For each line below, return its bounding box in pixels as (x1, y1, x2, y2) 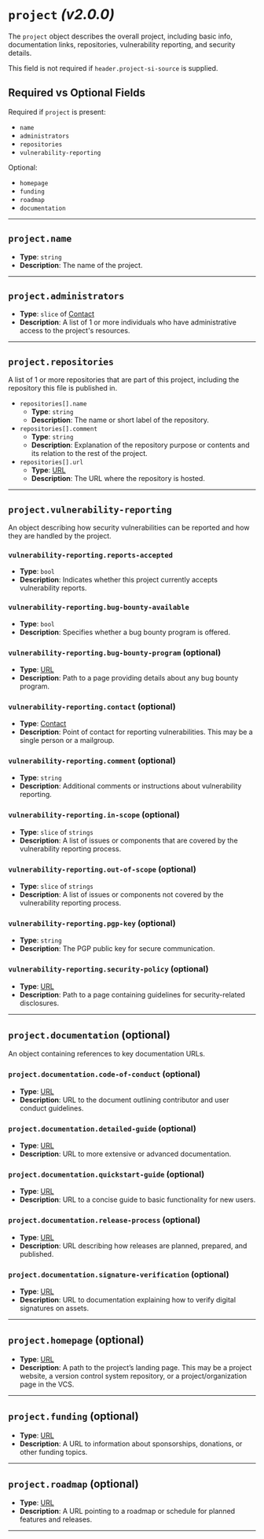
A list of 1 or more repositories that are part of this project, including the (8, 375, 240, 384)
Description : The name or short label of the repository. (31, 415, 210, 425)
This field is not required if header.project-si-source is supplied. (8, 63, 218, 72)
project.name (8, 233, 72, 244)
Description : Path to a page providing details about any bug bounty (19, 673, 239, 682)
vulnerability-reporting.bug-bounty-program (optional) (8, 647, 222, 658)
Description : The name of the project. (19, 260, 143, 270)
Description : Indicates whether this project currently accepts (19, 575, 218, 585)
